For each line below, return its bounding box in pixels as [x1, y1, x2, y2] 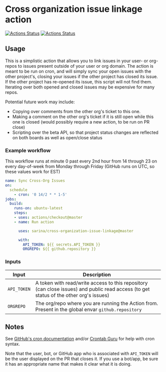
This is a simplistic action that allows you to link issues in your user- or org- [5, 58, 159, 64]
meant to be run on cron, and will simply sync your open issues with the [5, 68, 152, 74]
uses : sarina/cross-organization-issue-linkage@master [18, 228, 134, 233]
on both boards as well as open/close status [12, 134, 103, 140]
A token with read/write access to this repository [35, 279, 148, 286]
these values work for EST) [5, 169, 60, 175]
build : [9, 201, 23, 206]
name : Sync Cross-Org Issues [5, 178, 65, 183]
